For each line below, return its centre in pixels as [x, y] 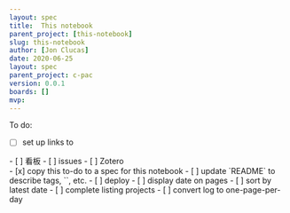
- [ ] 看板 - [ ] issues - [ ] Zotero [67, 162]
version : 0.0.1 [37, 83]
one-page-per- [253, 190]
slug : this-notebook [47, 42]
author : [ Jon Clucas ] [49, 51]
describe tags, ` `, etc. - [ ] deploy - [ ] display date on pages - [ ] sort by [141, 181]
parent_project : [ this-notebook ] [71, 34]
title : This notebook [51, 26]
